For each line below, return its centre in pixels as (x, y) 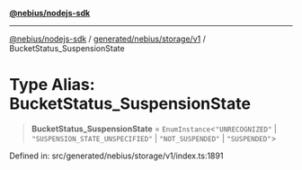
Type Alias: (53, 85)
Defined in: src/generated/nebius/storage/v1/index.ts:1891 (116, 156)
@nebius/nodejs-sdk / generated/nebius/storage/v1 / (108, 39)
